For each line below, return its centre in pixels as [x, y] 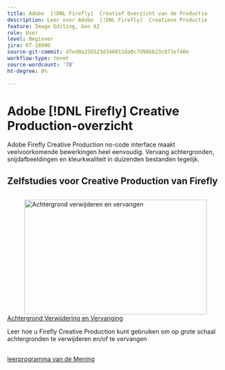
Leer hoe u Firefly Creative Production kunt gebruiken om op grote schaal [111, 331]
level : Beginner [30, 39]
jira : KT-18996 [29, 45]
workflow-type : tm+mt [38, 58]
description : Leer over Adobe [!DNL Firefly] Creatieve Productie [107, 20]
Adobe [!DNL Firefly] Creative [94, 111]
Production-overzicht [70, 126]
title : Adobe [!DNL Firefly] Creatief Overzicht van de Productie [107, 13]
